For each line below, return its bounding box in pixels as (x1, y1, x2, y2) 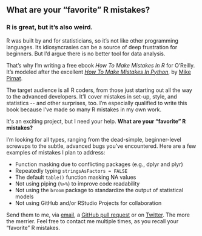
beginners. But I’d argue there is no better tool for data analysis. (6, 50, 166, 57)
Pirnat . (6, 74, 23, 82)
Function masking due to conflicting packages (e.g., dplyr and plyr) (15, 161, 183, 168)
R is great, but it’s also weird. (6, 23, 93, 32)
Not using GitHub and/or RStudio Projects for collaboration (15, 199, 162, 206)
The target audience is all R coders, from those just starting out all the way (6, 86, 192, 94)
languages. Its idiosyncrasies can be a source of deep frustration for (6, 43, 178, 50)
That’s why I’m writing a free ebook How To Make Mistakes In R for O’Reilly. (6, 61, 195, 69)
